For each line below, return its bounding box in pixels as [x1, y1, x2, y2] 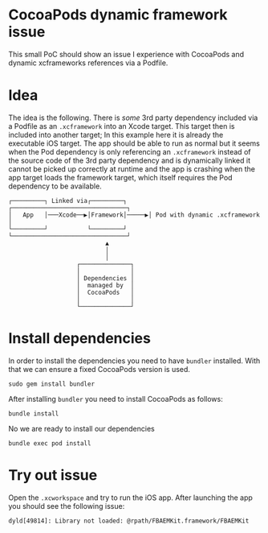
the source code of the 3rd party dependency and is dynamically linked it [8, 155, 251, 165]
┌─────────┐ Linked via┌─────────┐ [8, 196, 128, 205]
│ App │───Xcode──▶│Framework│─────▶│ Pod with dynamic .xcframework [8, 211, 261, 219]
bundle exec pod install [8, 439, 91, 448]
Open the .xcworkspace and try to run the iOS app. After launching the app [8, 493, 253, 502]
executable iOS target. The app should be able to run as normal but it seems [8, 138, 261, 148]
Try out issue [8, 466, 98, 484]
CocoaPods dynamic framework [8, 6, 228, 24]
